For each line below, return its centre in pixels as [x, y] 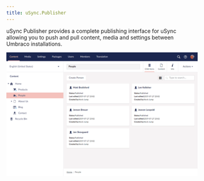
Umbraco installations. [34, 44]
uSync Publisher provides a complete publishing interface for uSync [91, 31]
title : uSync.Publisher [36, 13]
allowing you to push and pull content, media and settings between [90, 37]
